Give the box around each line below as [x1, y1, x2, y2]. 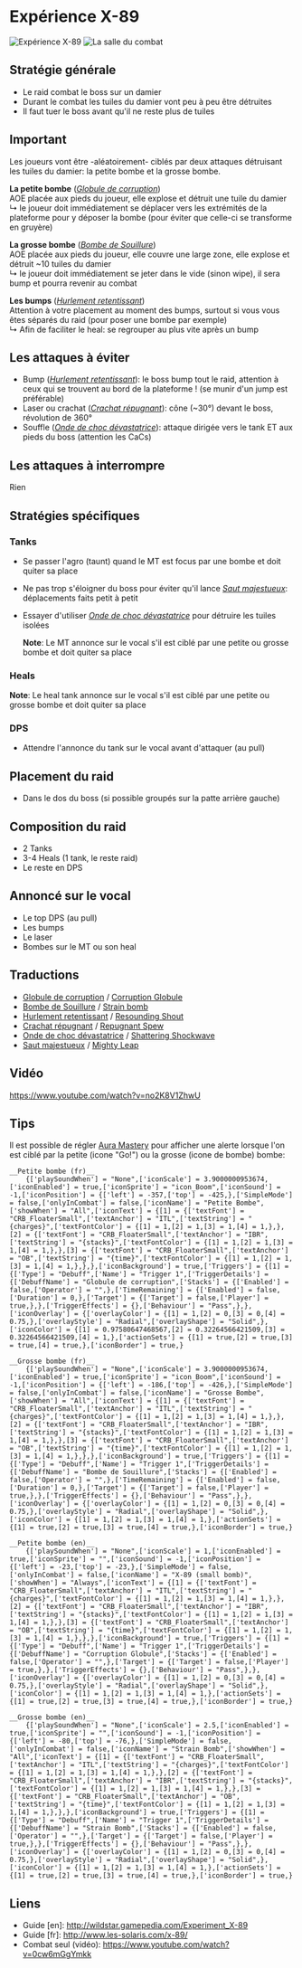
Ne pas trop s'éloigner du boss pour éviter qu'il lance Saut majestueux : [22, 582, 288, 593]
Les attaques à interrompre [9, 458, 165, 473]
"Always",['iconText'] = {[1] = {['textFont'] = [70, 1578, 257, 1588]
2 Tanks [22, 843, 52, 854]
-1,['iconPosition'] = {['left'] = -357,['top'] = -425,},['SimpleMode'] [9, 1191, 294, 1200]
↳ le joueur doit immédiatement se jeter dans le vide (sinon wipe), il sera [9, 268, 280, 279]
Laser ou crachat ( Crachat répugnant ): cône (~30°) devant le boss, [22, 402, 274, 413]
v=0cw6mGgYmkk [22, 1949, 92, 1960]
